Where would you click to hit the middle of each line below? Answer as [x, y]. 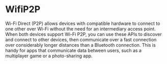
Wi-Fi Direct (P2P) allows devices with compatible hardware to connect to [83, 23]
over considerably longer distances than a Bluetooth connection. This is [81, 45]
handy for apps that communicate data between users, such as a [73, 50]
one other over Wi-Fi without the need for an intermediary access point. [81, 28]
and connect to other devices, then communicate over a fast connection [81, 40]
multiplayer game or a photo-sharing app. [49, 56]
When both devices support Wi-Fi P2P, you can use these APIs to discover [83, 34]
